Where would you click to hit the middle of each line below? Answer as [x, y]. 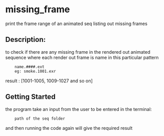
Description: [26, 40]
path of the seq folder [40, 119]
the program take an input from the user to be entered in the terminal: [79, 109]
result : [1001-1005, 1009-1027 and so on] [49, 81]
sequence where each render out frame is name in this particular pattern [82, 57]
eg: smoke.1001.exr [35, 71]
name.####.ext [29, 67]
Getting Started [30, 97]
